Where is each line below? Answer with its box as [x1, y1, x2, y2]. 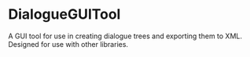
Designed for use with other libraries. [8, 39, 128, 48]
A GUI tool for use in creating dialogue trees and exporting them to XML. [8, 31, 242, 41]
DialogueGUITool [8, 5, 121, 23]
